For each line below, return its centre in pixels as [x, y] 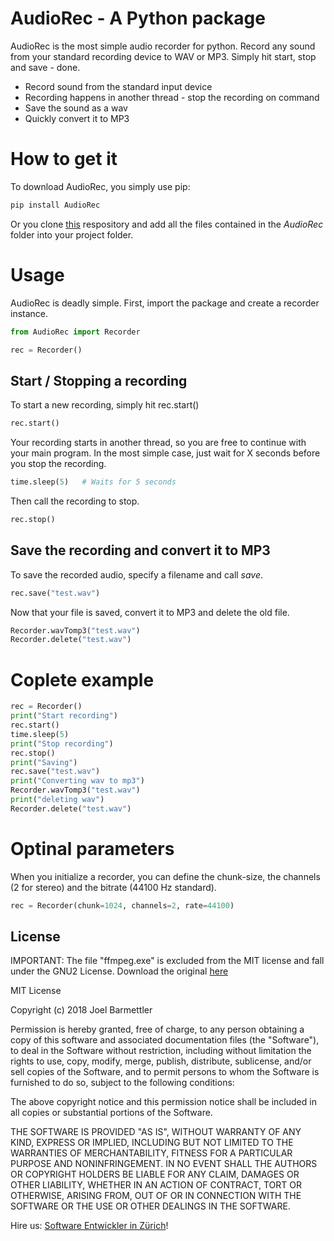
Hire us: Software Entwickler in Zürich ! [89, 1226]
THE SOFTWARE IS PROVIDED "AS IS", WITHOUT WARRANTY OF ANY [156, 1132]
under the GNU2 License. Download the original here [119, 971]
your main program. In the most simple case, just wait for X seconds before [165, 453]
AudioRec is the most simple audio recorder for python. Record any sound [163, 46]
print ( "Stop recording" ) [62, 743]
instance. [29, 313]
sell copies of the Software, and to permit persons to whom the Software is [165, 1072]
